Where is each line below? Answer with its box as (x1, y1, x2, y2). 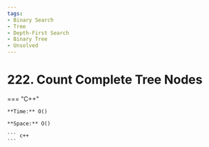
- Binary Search (7, 17, 54, 23)
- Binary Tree (7, 36, 48, 43)
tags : (7, 10, 23, 17)
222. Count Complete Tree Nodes (7, 72, 203, 88)
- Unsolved (7, 42, 39, 49)
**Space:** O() (7, 120, 51, 127)
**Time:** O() (7, 108, 48, 115)
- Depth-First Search (7, 29, 70, 37)
